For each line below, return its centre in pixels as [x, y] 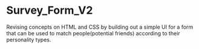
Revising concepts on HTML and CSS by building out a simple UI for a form [100, 27]
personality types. [29, 39]
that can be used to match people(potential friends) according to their [93, 33]
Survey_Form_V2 [50, 10]
